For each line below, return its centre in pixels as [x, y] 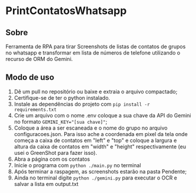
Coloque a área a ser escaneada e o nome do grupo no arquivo [91, 128]
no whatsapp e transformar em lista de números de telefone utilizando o [93, 53]
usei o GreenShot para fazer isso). [56, 153]
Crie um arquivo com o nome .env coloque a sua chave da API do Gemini [103, 115]
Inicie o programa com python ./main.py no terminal [77, 165]
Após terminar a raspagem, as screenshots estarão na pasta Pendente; [100, 171]
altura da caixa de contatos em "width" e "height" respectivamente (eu [100, 146]
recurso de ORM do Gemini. [39, 59]
